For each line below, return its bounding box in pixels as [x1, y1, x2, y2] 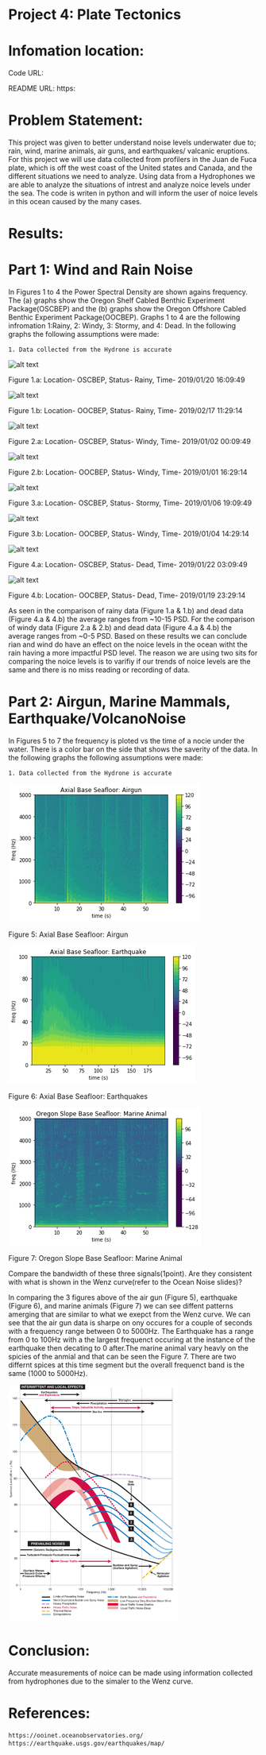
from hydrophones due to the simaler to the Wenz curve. [8, 1676, 194, 1686]
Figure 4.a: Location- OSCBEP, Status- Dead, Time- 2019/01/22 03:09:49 [8, 560, 248, 570]
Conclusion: [8, 1642, 91, 1660]
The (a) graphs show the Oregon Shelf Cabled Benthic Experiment [8, 296, 225, 305]
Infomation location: [8, 42, 145, 60]
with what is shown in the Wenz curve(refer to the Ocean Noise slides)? [8, 1278, 242, 1287]
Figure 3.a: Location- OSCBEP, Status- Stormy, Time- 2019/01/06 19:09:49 [8, 498, 253, 508]
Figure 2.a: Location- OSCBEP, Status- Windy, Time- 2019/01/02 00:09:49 [8, 437, 252, 446]
